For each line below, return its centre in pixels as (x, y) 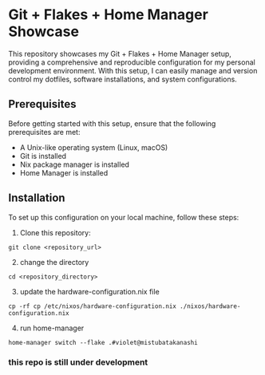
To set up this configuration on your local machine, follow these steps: (124, 217)
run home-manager (52, 328)
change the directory (54, 262)
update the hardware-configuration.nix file (89, 291)
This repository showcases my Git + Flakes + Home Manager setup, (120, 53)
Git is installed (43, 156)
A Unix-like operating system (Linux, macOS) (94, 147)
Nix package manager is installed (75, 164)
